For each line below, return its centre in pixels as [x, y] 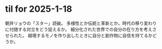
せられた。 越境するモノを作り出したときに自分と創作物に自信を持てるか [79, 35]
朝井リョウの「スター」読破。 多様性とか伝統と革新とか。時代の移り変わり [81, 23]
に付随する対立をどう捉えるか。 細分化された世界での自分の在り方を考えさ [81, 29]
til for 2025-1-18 [39, 9]
